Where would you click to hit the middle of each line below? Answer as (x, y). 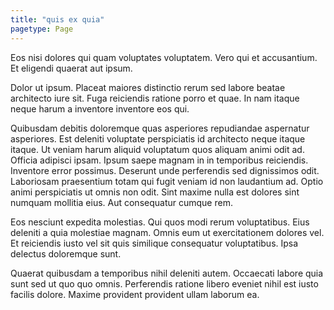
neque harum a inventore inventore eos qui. (100, 108)
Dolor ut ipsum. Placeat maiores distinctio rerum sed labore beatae (148, 87)
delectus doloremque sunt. (66, 253)
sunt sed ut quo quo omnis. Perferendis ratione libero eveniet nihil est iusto (164, 283)
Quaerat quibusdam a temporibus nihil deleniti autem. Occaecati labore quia (167, 273)
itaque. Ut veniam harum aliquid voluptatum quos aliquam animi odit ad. (157, 149)
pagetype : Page (42, 29)
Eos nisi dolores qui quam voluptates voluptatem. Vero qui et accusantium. (164, 57)
